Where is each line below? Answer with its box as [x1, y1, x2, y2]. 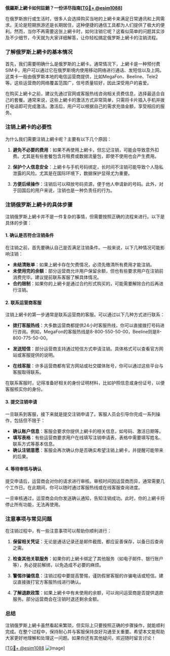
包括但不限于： [14, 417, 46, 423]
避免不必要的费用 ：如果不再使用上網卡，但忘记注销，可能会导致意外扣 [12, 147, 159, 153]
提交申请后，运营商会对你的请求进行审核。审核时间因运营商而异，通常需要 [5, 478, 160, 484]
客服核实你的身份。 [5, 386, 46, 392]
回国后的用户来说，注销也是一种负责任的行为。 [17, 187, 115, 193]
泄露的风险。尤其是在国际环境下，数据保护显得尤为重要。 [12, 170, 133, 176]
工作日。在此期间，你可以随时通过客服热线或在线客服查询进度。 [9, 484, 143, 490]
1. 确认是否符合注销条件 [5, 232, 54, 238]
